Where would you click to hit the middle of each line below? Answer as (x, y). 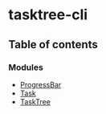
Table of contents (53, 45)
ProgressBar (41, 84)
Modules (26, 67)
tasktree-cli (48, 15)
